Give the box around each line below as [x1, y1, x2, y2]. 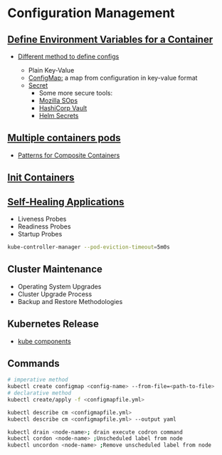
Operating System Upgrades [17, 282, 102, 291]
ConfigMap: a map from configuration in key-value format [28, 73, 198, 82]
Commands [7, 357, 60, 370]
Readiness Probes [17, 222, 71, 231]
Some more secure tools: [38, 89, 112, 97]
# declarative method [7, 389, 72, 397]
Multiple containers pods [7, 132, 121, 144]
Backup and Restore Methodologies [17, 297, 123, 305]
